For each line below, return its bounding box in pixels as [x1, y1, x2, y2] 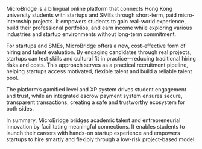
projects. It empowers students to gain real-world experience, [32, 18, 186, 25]
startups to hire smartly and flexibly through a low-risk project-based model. [6, 136, 196, 143]
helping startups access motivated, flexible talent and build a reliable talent [6, 68, 192, 74]
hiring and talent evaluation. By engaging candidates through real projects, [6, 49, 192, 56]
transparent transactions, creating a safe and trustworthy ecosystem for [6, 99, 185, 106]
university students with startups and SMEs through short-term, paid [6, 11, 177, 19]
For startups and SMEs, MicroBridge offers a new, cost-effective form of [6, 42, 186, 49]
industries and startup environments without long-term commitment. [6, 31, 177, 38]
